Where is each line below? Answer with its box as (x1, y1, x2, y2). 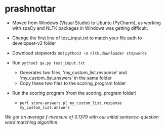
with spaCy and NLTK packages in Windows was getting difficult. (12, 25, 148, 31)
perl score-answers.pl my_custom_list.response (19, 100, 122, 106)
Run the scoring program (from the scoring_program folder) (12, 90, 137, 96)
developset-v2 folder (12, 40, 56, 46)
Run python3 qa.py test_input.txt (12, 59, 86, 66)
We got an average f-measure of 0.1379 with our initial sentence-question (5, 114, 159, 120)
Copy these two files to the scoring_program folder (19, 80, 127, 86)
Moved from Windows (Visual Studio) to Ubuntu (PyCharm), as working (12, 20, 161, 26)
